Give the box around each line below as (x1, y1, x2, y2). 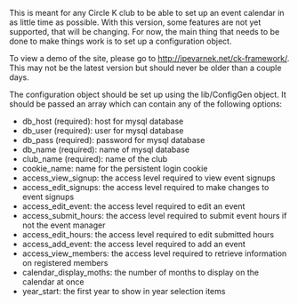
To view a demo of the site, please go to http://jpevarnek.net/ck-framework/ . (9, 53, 290, 63)
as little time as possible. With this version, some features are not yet (9, 17, 262, 28)
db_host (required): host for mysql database (21, 116, 184, 126)
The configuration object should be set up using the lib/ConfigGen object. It (9, 89, 286, 100)
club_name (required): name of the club (21, 154, 167, 164)
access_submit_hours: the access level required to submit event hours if (21, 211, 287, 221)
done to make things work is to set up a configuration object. (9, 36, 232, 46)
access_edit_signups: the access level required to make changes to (21, 182, 270, 192)
